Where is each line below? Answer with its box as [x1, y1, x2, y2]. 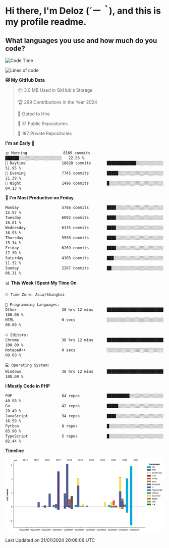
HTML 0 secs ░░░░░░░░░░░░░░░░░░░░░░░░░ [5, 317, 164, 322]
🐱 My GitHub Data [5, 77, 45, 83]
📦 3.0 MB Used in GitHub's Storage [17, 87, 93, 93]
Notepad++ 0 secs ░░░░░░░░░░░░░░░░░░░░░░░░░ [5, 348, 164, 353]
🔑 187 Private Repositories [17, 130, 72, 136]
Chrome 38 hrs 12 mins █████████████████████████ [5, 338, 164, 343]
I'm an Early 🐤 [5, 140, 35, 146]
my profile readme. [5, 16, 87, 28]
